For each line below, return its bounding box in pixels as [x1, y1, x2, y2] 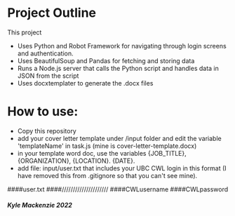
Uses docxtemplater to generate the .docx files [17, 79, 154, 87]
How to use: [7, 104, 79, 120]
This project [7, 28, 42, 36]
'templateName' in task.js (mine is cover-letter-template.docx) [17, 142, 197, 150]
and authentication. [17, 49, 74, 58]
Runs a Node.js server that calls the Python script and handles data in [17, 64, 220, 72]
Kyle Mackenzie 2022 [7, 201, 72, 210]
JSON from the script [17, 72, 79, 80]
